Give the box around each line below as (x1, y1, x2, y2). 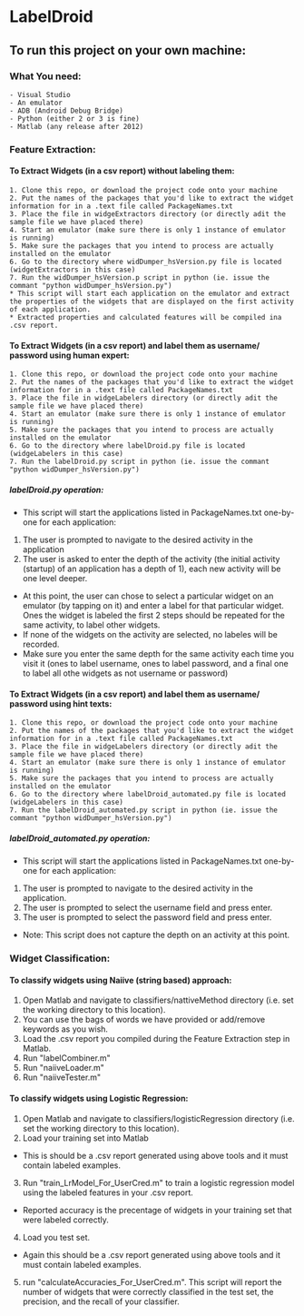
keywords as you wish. (22, 1024, 109, 1034)
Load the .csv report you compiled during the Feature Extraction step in (22, 1034, 290, 1044)
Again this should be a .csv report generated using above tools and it (22, 1249, 281, 1260)
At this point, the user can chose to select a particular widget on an (22, 590, 274, 601)
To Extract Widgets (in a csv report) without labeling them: (9, 165, 235, 176)
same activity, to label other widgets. (22, 619, 161, 630)
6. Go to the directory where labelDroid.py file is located (9, 441, 246, 450)
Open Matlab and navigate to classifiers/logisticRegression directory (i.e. (22, 1113, 295, 1123)
